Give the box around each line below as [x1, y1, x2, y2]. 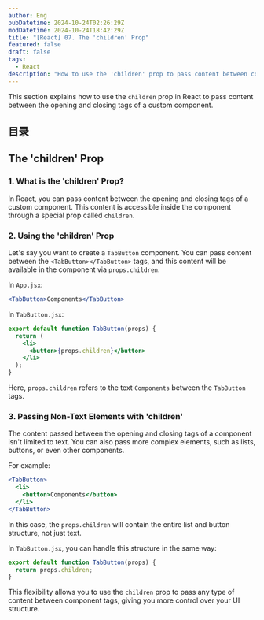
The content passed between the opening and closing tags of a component [8, 429, 252, 438]
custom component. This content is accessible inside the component [8, 202, 232, 211]
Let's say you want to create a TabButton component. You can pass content [8, 248, 252, 257]
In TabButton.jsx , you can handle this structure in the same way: [8, 543, 218, 552]
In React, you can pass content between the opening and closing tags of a [8, 194, 249, 203]
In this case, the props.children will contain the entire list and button [8, 519, 230, 529]
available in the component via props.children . [8, 265, 160, 274]
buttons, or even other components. [8, 446, 125, 455]
